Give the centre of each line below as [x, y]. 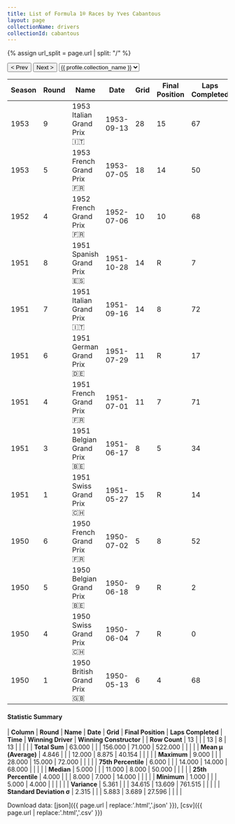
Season [24, 90]
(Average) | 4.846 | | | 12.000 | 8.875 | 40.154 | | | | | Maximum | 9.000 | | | [114, 755]
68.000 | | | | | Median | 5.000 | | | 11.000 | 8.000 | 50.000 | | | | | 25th [107, 769]
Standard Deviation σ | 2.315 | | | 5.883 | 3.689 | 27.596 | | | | [95, 792]
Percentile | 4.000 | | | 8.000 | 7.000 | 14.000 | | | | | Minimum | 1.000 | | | [112, 777]
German [86, 347]
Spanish [86, 254]
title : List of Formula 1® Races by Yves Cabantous [84, 14]
